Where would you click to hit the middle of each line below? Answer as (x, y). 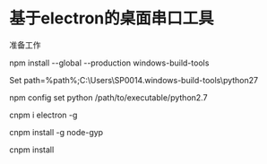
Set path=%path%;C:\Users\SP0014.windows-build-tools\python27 (134, 80)
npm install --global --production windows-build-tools (109, 63)
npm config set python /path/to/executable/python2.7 (108, 97)
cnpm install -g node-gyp (56, 132)
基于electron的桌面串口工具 (112, 18)
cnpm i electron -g (43, 115)
